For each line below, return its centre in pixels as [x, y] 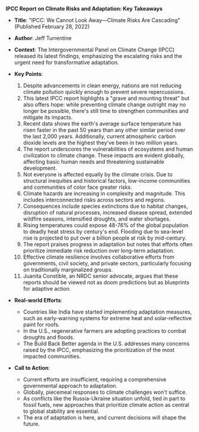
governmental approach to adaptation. [70, 386]
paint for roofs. [41, 324]
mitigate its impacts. [48, 117]
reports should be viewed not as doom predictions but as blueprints [106, 282]
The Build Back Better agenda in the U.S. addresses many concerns [106, 344]
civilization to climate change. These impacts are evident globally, [104, 155]
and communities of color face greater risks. [77, 187]
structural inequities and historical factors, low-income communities [107, 181]
